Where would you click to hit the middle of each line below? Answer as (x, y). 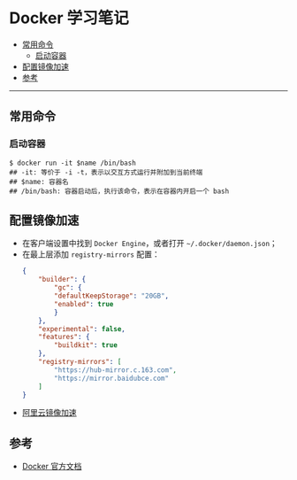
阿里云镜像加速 (49, 413)
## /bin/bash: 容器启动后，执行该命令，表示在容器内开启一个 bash (119, 191)
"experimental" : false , (82, 329)
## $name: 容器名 (39, 182)
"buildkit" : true (86, 345)
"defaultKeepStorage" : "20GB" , (112, 296)
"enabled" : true (84, 304)
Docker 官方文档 (52, 467)
